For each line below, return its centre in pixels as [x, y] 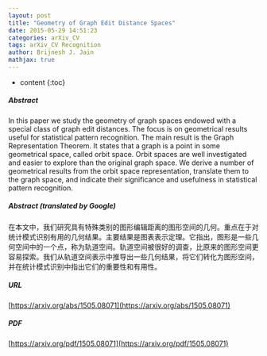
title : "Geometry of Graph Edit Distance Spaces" [92, 23]
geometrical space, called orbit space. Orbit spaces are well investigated [128, 154]
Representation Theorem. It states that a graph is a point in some [114, 145]
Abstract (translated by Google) [62, 206]
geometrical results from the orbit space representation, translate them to [128, 170]
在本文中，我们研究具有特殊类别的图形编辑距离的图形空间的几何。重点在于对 [133, 227]
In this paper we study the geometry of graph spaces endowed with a [122, 121]
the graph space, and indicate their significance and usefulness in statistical [133, 179]
